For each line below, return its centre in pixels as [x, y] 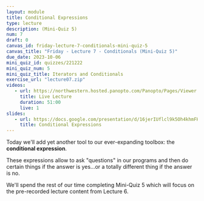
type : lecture [24, 23]
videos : [16, 86]
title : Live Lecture [46, 97]
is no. [13, 173]
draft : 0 [17, 40]
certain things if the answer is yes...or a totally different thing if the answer [99, 167]
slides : [16, 114]
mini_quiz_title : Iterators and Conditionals [65, 74]
